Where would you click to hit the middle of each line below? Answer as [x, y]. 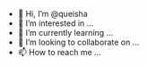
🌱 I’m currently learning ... [65, 33]
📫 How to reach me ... [59, 52]
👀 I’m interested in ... [56, 23]
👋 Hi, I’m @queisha [52, 14]
